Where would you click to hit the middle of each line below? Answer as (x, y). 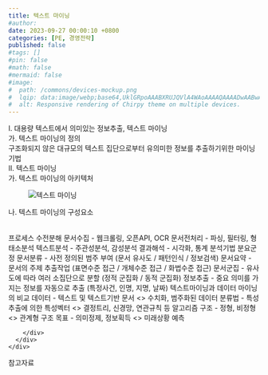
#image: (21, 82)
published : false (37, 45)
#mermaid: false (35, 75)
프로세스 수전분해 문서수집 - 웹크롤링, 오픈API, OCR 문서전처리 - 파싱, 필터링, (128, 238)
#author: (23, 23)
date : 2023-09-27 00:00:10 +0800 (64, 30)
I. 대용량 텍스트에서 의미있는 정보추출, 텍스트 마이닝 (88, 128)
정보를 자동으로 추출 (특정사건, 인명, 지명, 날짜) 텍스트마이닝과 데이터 (130, 288)
